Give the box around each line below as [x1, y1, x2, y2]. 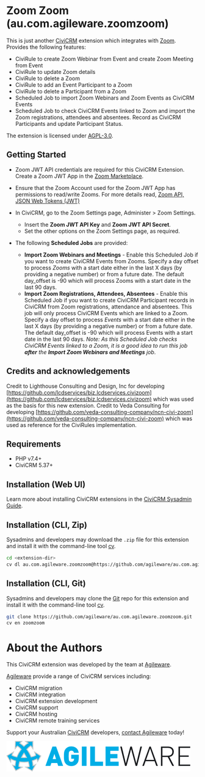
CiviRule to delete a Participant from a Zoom [15, 87, 127, 95]
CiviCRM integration [15, 691, 66, 698]
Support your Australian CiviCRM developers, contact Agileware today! [6, 729, 185, 736]
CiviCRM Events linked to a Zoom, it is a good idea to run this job [24, 341, 188, 349]
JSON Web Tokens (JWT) [15, 197, 81, 205]
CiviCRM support [15, 704, 59, 712]
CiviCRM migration [15, 685, 63, 692]
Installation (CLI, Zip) [6, 520, 87, 530]
